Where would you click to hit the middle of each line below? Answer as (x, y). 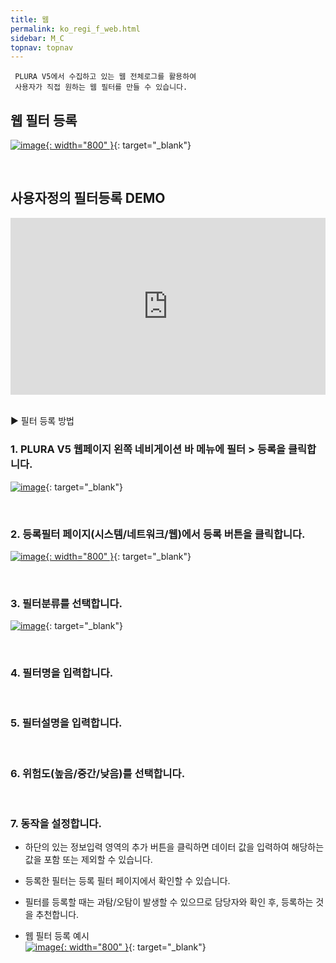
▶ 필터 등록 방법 (42, 421)
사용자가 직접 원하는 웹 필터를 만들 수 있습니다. (101, 87)
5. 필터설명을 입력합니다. (66, 723)
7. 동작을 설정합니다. (56, 824)
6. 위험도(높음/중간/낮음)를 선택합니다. (98, 773)
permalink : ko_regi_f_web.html (75, 29)
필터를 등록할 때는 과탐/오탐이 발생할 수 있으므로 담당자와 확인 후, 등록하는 (169, 902)
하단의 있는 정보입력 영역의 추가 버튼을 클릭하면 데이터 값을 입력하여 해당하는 (174, 847)
